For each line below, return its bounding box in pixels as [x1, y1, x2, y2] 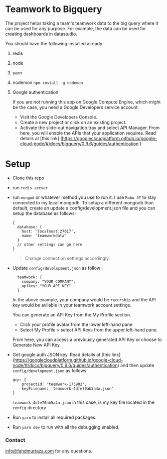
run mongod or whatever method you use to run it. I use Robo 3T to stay [12, 194, 156, 200]
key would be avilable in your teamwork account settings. [12, 302, 131, 308]
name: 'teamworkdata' [22, 233, 67, 238]
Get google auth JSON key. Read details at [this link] [12, 352, 121, 358]
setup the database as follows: [12, 210, 76, 216]
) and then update [117, 362, 154, 368]
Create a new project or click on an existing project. [20, 119, 127, 125]
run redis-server [12, 184, 48, 190]
